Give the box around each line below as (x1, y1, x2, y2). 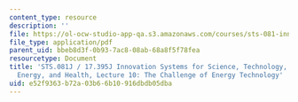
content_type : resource (9, 12, 98, 22)
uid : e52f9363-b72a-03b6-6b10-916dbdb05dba (9, 79, 173, 88)
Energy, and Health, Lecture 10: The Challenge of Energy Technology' (17, 71, 284, 80)
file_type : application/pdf (9, 37, 114, 47)
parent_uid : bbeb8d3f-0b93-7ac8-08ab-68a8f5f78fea (9, 46, 200, 55)
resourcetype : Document (9, 54, 98, 63)
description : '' (9, 21, 69, 30)
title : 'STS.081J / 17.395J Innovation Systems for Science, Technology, (9, 63, 288, 72)
